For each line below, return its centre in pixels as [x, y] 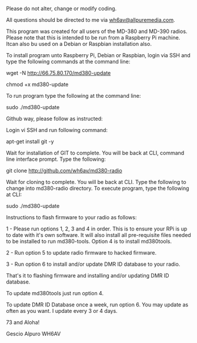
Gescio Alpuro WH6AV [34, 334]
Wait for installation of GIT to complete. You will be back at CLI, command [95, 153]
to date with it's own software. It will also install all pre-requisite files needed [98, 235]
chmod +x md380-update [37, 84]
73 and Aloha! [23, 322]
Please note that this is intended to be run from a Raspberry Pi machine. [93, 37]
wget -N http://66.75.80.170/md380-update [59, 73]
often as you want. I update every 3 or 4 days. [62, 311]
